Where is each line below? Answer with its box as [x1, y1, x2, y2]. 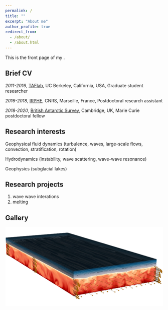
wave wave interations [12, 194, 59, 200]
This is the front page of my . [5, 54, 65, 60]
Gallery [5, 213, 29, 222]
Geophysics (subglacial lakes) [5, 165, 67, 171]
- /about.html [10, 40, 39, 45]
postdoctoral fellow [5, 112, 45, 118]
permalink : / [5, 8, 33, 13]
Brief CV [5, 69, 33, 78]
